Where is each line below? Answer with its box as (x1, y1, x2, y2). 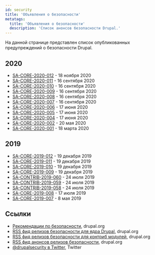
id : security (5, 7, 32, 12)
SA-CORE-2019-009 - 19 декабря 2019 (12, 169, 93, 175)
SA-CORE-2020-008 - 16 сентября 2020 (12, 93, 97, 100)
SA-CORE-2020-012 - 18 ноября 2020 (12, 72, 92, 78)
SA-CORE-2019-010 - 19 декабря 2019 (12, 163, 92, 169)
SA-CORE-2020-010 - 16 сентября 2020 (12, 83, 96, 89)
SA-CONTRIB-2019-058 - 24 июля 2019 (12, 185, 95, 191)
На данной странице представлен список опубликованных (5, 39, 130, 45)
